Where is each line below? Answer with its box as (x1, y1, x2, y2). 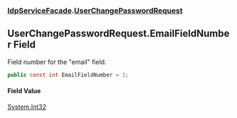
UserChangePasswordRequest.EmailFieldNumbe (7, 28, 230, 40)
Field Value (7, 87, 41, 95)
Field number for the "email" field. (7, 58, 107, 66)
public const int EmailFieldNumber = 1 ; (7, 71, 130, 78)
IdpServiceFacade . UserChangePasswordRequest (7, 6, 183, 16)
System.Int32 (7, 102, 46, 111)
